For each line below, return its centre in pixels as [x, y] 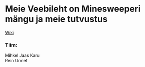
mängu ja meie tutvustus [56, 19]
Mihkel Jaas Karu [22, 55]
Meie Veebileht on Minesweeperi [73, 9]
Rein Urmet [16, 61]
